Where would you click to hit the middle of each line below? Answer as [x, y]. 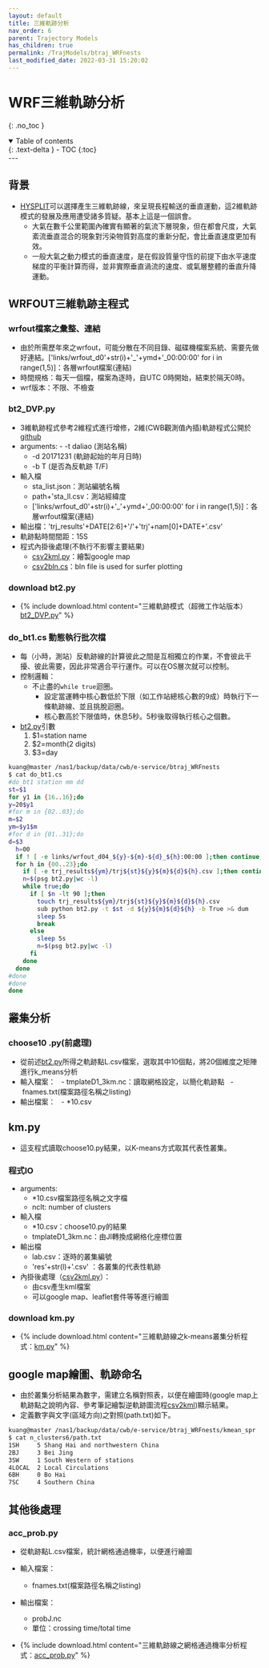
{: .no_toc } [26, 125]
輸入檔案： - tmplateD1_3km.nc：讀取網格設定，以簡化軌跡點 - [126, 1082]
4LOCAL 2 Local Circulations [59, 1468]
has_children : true [41, 46]
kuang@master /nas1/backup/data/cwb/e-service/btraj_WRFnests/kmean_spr [132, 1431]
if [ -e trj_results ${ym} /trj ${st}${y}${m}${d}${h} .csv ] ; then [130, 872]
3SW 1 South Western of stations [71, 1460]
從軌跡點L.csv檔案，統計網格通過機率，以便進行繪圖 [106, 1551]
